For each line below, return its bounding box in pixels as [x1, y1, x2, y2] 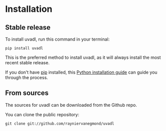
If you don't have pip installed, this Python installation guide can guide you [5, 69, 158, 75]
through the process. [5, 75, 48, 80]
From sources [5, 89, 49, 97]
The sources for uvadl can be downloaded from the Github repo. [5, 102, 138, 108]
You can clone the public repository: [5, 111, 80, 117]
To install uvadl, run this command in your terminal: [5, 36, 110, 42]
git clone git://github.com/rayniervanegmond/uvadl [5, 121, 114, 126]
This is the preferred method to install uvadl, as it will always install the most [5, 54, 161, 60]
